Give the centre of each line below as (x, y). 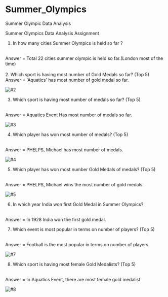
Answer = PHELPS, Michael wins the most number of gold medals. (75, 184)
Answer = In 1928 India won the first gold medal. (56, 219)
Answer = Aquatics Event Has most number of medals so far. (69, 115)
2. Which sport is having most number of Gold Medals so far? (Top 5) (77, 74)
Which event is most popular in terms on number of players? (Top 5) (84, 229)
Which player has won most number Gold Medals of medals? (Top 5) (84, 169)
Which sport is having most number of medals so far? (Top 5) (76, 100)
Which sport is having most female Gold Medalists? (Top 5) (74, 264)
